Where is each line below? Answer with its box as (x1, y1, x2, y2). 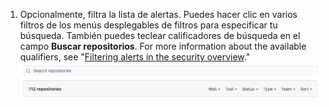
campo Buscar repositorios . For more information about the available (19, 40, 307, 52)
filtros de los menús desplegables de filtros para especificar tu (19, 19, 278, 31)
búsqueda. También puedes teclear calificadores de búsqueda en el (19, 30, 301, 41)
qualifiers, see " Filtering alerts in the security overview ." (19, 51, 251, 63)
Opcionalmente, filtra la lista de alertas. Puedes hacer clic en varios (19, 9, 298, 20)
